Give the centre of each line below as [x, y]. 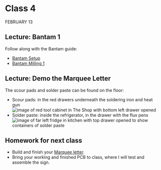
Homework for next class [44, 140]
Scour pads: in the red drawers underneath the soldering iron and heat [82, 99]
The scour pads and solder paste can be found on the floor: [65, 90]
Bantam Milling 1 [28, 63]
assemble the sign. [31, 162]
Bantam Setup [26, 58]
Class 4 [21, 8]
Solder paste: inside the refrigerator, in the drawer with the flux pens [80, 115]
